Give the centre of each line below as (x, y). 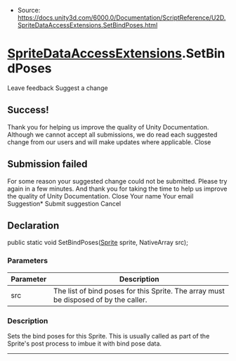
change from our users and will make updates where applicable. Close (109, 142)
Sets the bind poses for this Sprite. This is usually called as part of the (109, 336)
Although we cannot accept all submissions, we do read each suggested (112, 134)
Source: (29, 10)
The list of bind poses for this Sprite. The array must (139, 291)
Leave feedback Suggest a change (58, 88)
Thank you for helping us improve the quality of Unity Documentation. (108, 127)
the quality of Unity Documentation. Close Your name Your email (100, 196)
